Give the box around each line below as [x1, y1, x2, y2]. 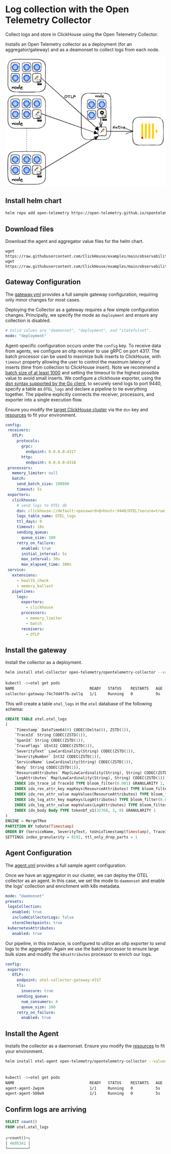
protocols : [16, 438, 40, 444]
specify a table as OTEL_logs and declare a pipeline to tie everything [5, 386, 148, 392]
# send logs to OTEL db [16, 503, 67, 508]
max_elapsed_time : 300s [21, 562, 72, 567]
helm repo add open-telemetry [5, 210, 70, 216]
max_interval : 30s [21, 557, 60, 562]
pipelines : [12, 589, 36, 594]
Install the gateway [5, 646, 67, 654]
